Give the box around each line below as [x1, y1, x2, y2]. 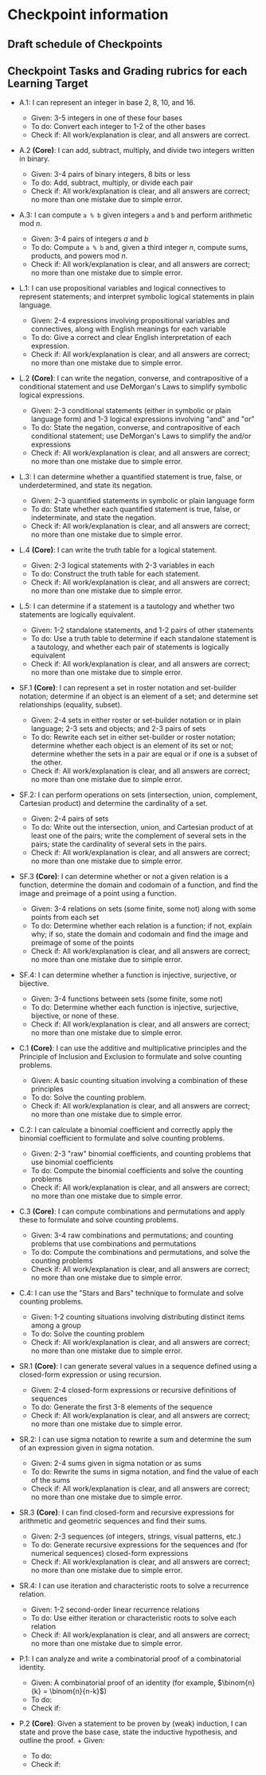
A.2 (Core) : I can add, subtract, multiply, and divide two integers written [18, 146, 256, 155]
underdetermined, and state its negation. [18, 480, 153, 491]
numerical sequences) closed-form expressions [30, 1549, 189, 1558]
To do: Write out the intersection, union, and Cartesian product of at [30, 823, 253, 832]
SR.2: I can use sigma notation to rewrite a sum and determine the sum [18, 1435, 252, 1445]
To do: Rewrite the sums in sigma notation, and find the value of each [30, 1467, 259, 1476]
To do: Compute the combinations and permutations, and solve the [30, 1248, 251, 1257]
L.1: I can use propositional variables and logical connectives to [18, 283, 226, 293]
